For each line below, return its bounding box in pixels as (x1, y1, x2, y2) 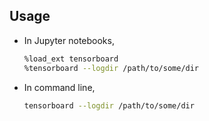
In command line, (23, 81, 96, 93)
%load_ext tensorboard (23, 54, 119, 64)
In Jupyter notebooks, (23, 34, 115, 46)
